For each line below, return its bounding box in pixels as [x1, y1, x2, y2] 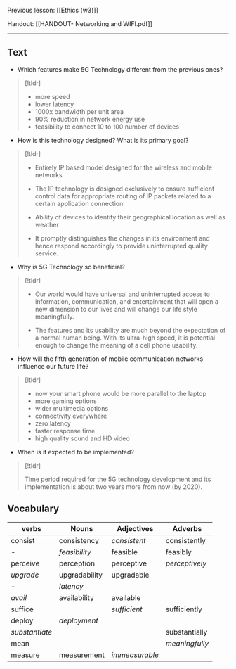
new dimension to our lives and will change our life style [34, 305, 198, 313]
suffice [11, 604, 34, 614]
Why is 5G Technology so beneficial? [17, 262, 125, 271]
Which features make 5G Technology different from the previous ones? [17, 65, 223, 73]
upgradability [58, 570, 103, 580]
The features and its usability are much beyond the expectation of [34, 326, 226, 334]
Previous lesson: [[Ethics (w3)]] [7, 6, 98, 14]
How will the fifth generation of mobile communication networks [17, 355, 204, 363]
